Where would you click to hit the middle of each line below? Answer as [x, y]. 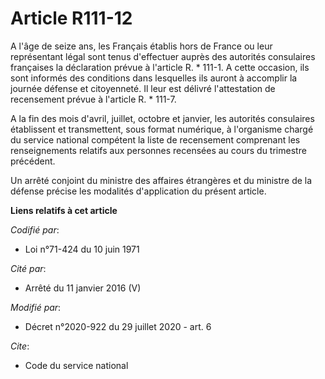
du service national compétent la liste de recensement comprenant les [155, 139]
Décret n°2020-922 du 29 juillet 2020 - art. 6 [118, 326]
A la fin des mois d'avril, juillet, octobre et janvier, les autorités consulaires [162, 118]
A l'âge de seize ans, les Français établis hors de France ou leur [141, 46]
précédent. [33, 161]
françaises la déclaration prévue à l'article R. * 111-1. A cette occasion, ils [160, 67]
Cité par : [28, 268]
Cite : [20, 346]
